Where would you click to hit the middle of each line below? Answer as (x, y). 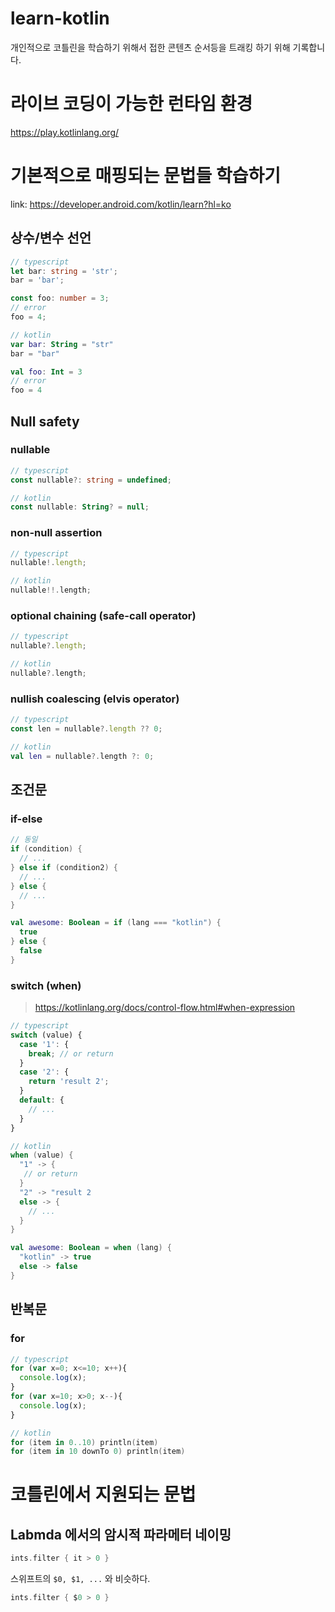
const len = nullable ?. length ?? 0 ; (86, 729)
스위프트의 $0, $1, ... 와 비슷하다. (80, 1579)
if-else (26, 819)
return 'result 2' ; (69, 1082)
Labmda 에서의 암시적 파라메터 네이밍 (121, 1534)
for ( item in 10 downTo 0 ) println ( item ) (98, 1452)
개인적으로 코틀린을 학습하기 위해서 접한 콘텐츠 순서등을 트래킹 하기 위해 (150, 47)
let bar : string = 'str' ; (64, 271)
